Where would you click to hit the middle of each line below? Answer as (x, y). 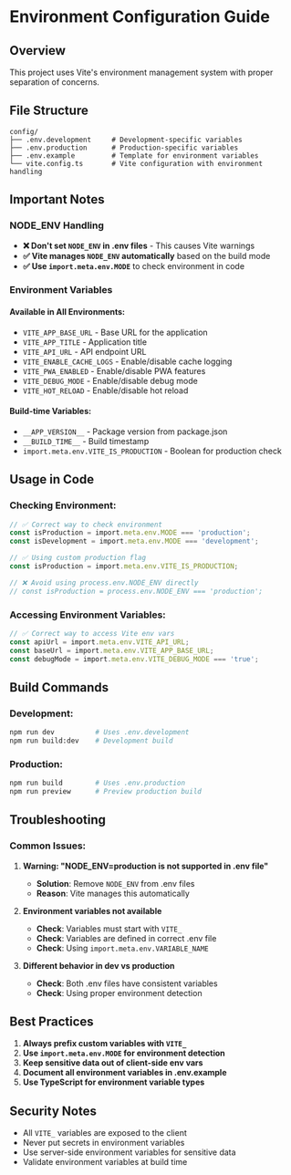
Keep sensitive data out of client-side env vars (113, 1063)
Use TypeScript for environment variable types (114, 1082)
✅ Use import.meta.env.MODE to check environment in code (133, 265)
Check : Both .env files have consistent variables (127, 983)
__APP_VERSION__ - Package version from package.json (125, 432)
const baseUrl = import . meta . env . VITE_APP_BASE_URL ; (112, 650)
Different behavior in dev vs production (99, 965)
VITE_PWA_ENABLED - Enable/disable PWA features (114, 370)
